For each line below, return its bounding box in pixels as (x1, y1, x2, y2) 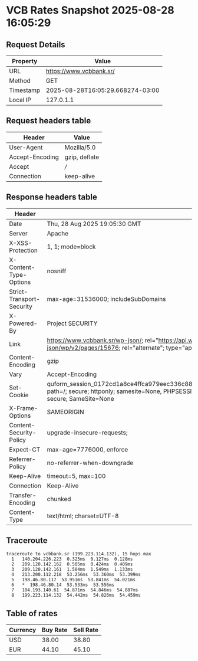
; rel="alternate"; (118, 343, 165, 352)
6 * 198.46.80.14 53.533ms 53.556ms (11, 582, 115, 588)
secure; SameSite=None (47, 394, 114, 403)
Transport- (9, 294, 40, 303)
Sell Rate (73, 626, 99, 634)
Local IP (9, 96, 31, 104)
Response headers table (6, 192, 97, 202)
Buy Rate (41, 626, 68, 634)
